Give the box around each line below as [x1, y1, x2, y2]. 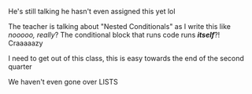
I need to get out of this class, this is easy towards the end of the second [8, 54, 244, 63]
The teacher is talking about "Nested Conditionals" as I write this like [8, 22, 231, 31]
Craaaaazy [8, 38, 43, 48]
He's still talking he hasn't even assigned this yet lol [8, 7, 176, 16]
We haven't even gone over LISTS [8, 78, 118, 86]
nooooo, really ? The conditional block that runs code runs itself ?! [8, 31, 220, 39]
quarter [8, 62, 33, 71]
